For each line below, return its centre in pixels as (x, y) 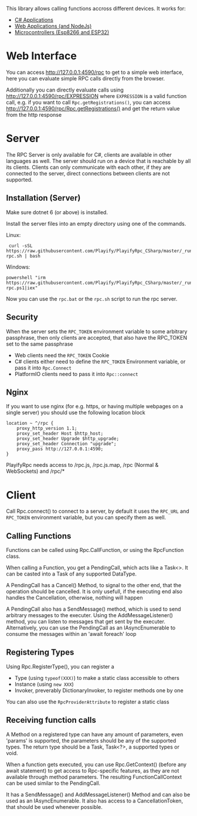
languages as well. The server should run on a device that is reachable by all (98, 161)
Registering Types (40, 653)
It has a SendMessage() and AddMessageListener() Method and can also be (98, 794)
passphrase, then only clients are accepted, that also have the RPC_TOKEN (97, 337)
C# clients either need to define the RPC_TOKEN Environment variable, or (100, 361)
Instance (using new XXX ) (44, 684)
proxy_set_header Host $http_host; (60, 434)
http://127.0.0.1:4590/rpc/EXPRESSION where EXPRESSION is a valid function (96, 96)
